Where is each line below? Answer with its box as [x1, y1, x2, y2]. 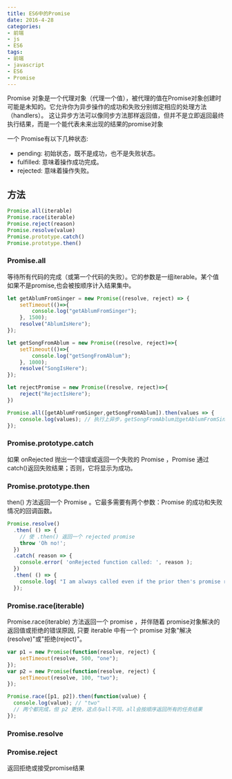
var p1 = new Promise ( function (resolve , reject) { [7, 648, 156, 655]
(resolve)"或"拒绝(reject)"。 [7, 635, 86, 643]
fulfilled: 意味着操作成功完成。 [17, 158, 103, 166]
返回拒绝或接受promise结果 [7, 764, 85, 772]
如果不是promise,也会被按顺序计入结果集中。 [7, 281, 135, 289]
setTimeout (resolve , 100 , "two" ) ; [19, 674, 119, 681]
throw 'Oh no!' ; [19, 539, 67, 546]
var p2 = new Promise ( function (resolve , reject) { [7, 668, 156, 675]
